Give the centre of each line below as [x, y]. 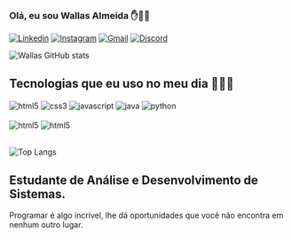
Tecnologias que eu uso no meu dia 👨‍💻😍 [122, 83]
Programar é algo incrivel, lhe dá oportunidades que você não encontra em [146, 215]
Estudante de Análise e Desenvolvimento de [134, 180]
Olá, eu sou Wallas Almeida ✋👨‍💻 [80, 15]
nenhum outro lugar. [46, 225]
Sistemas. [38, 194]
